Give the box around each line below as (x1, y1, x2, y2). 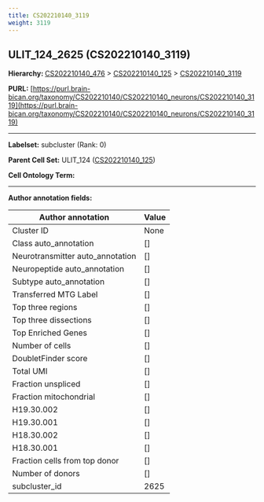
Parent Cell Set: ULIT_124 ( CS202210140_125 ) (8, 155, 156, 165)
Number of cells (12, 340, 71, 351)
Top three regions (12, 302, 78, 313)
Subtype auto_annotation (12, 276, 104, 287)
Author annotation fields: (8, 194, 93, 203)
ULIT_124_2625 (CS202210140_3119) (8, 48, 191, 61)
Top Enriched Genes (12, 327, 88, 338)
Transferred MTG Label (12, 289, 98, 300)
